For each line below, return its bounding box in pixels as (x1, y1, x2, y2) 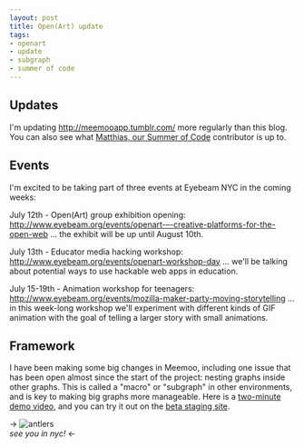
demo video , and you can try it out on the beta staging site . (9, 401, 230, 412)
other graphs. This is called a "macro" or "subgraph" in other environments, (9, 382, 293, 393)
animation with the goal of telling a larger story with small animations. (9, 312, 269, 323)
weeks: (9, 192, 36, 203)
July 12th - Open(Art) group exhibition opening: (9, 209, 186, 220)
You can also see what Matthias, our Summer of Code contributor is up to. (9, 131, 287, 142)
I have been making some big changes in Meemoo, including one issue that (9, 363, 291, 373)
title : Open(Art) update (9, 22, 103, 31)
